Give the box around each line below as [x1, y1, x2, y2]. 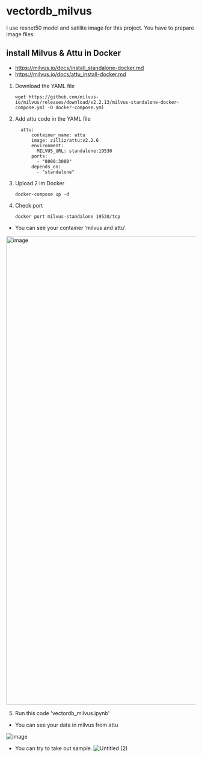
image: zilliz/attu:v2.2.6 [31, 137, 99, 143]
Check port [14, 202, 43, 209]
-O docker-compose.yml [47, 104, 105, 110]
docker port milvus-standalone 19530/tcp [14, 213, 120, 220]
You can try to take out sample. [14, 744, 93, 752]
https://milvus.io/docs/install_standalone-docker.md [14, 64, 144, 71]
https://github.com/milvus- [28, 94, 99, 100]
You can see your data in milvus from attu [14, 721, 118, 728]
